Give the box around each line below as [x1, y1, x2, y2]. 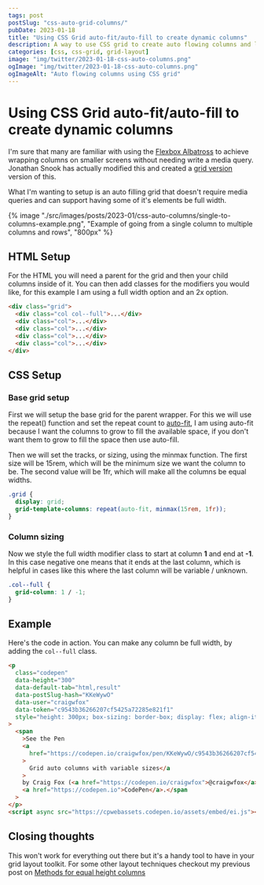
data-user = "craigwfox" [15, 698, 90, 706]
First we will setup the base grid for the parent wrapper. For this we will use [8, 410, 252, 419]
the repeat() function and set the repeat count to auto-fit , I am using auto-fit [8, 419, 254, 428]
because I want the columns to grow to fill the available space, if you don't [8, 426, 249, 437]
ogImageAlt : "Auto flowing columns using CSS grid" [8, 70, 181, 78]
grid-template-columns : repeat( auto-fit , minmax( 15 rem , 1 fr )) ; [15, 505, 227, 513]
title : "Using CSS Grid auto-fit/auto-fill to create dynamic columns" [8, 33, 247, 42]
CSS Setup [8, 368, 62, 382]
